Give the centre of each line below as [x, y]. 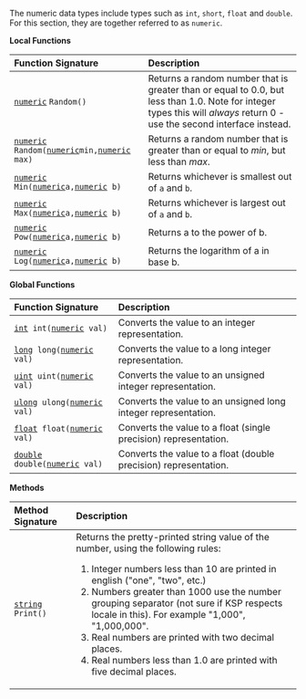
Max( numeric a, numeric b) [68, 213]
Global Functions [42, 285]
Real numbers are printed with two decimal [183, 637]
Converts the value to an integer [187, 323]
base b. [164, 262]
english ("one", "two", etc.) [148, 580]
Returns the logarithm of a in [209, 250]
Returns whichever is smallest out [220, 177]
